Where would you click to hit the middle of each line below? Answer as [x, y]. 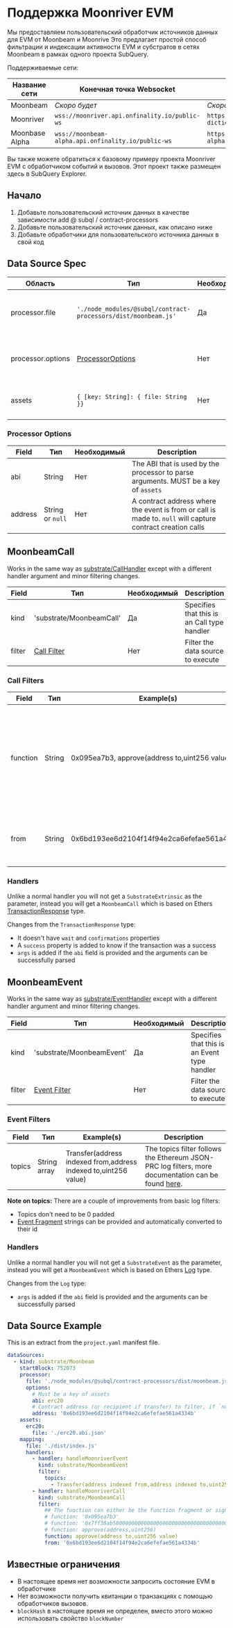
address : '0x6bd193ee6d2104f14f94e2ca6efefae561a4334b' [114, 1414]
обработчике [37, 1588]
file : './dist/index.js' [61, 1446]
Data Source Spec [47, 264]
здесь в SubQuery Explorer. [47, 173]
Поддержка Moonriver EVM [90, 13]
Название [29, 85]
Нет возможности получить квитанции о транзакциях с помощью [115, 1596]
